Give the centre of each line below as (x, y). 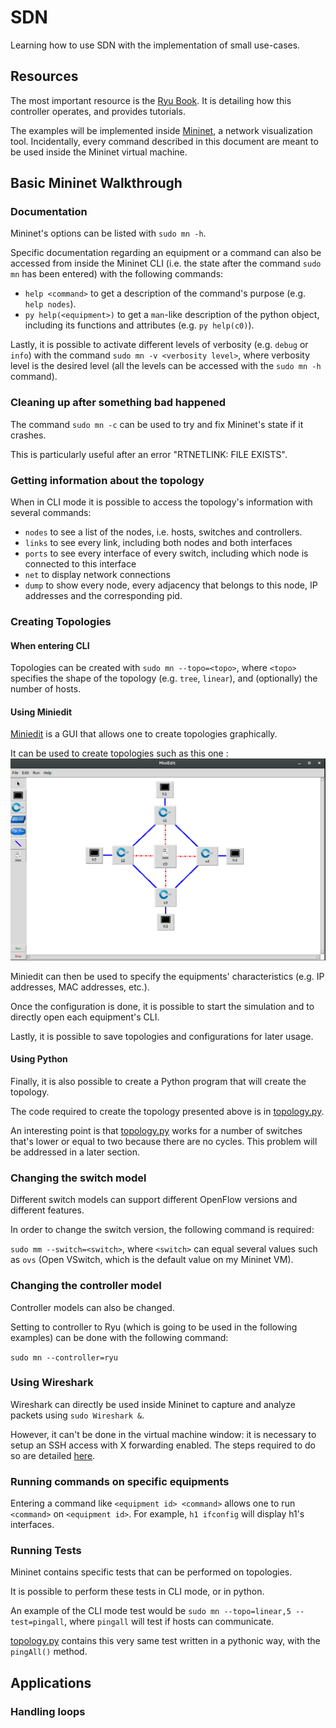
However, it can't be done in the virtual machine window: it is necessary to (163, 1434)
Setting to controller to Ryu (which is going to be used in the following (154, 1327)
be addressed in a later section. (75, 1152)
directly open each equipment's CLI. (85, 1017)
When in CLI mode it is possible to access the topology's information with (161, 502)
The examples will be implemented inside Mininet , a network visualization (161, 130)
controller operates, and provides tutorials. (98, 111)
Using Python (39, 1059)
